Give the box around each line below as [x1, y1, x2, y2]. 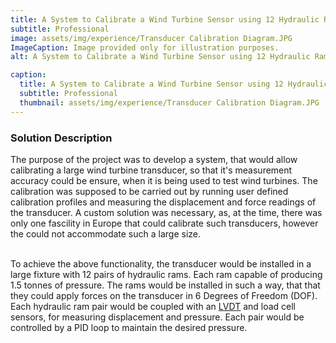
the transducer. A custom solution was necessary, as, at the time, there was [10, 206, 323, 218]
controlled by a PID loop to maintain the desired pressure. [10, 321, 248, 333]
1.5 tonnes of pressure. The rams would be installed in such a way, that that [10, 279, 321, 291]
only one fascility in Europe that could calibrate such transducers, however [10, 217, 319, 229]
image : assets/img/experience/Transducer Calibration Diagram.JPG [10, 33, 293, 43]
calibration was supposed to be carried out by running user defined [10, 185, 289, 197]
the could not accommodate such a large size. [10, 227, 202, 240]
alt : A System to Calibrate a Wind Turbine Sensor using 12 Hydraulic [10, 52, 311, 62]
